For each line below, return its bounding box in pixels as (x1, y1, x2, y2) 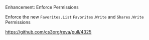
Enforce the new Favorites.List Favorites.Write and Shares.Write (5, 14, 144, 19)
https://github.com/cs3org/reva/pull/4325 (5, 29, 92, 34)
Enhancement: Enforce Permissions (5, 4, 79, 10)
